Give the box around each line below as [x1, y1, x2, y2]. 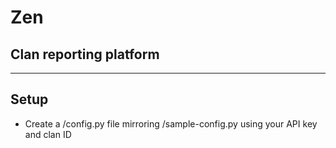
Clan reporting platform [10, 46, 160, 63]
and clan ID [24, 128, 72, 140]
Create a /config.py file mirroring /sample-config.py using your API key [24, 117, 318, 130]
